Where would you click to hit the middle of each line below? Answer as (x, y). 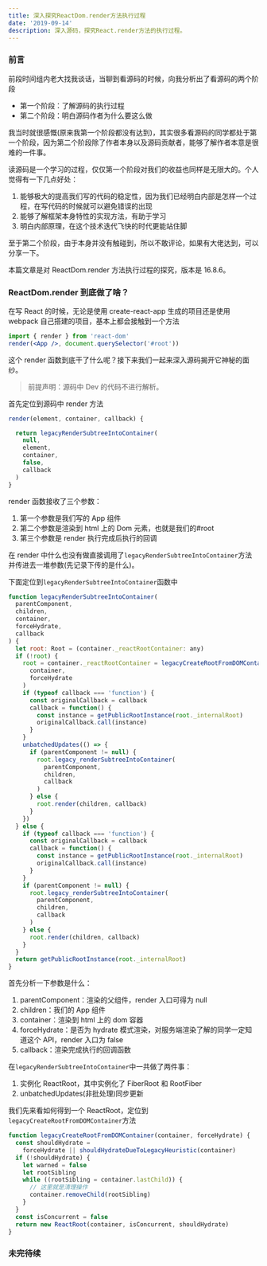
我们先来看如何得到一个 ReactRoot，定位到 (78, 1111)
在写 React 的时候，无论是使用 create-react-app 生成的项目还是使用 (119, 311)
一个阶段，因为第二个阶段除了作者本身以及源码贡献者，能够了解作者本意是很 (133, 142)
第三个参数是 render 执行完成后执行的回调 (88, 537)
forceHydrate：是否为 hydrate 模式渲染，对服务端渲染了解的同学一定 (132, 1030)
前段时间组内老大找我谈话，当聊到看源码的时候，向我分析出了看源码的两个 (130, 78)
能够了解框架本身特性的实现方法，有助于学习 (93, 216)
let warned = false (55, 1165)
